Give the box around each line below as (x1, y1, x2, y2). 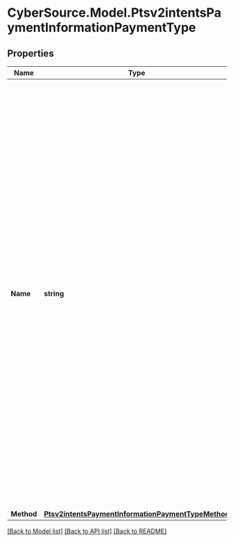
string (44, 289, 65, 298)
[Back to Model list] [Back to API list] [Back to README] (7, 527, 167, 535)
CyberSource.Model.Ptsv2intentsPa (7, 5, 221, 21)
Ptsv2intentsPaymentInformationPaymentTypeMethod (44, 509, 230, 518)
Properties (7, 47, 54, 59)
